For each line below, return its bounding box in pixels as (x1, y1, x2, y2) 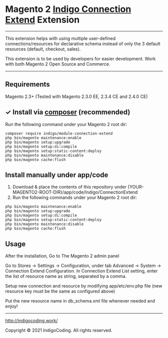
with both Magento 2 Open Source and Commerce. (5, 61, 110, 67)
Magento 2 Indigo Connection (5, 3, 131, 15)
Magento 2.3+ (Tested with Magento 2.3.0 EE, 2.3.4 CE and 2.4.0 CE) (5, 93, 148, 99)
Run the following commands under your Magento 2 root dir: (12, 194, 137, 200)
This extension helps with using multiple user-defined (5, 35, 116, 41)
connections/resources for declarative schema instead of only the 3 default (5, 40, 161, 46)
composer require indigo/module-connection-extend (5, 131, 113, 136)
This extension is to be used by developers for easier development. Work (5, 55, 156, 61)
